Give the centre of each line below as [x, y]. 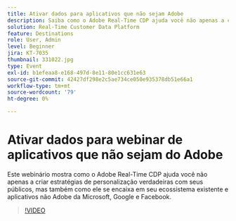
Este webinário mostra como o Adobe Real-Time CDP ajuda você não [107, 174]
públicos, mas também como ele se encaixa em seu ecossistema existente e [118, 189]
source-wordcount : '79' [42, 92]
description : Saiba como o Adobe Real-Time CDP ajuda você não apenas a [116, 20]
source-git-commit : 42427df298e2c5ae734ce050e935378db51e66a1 [100, 79]
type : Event [25, 66]
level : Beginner [31, 46]
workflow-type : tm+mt [39, 86]
